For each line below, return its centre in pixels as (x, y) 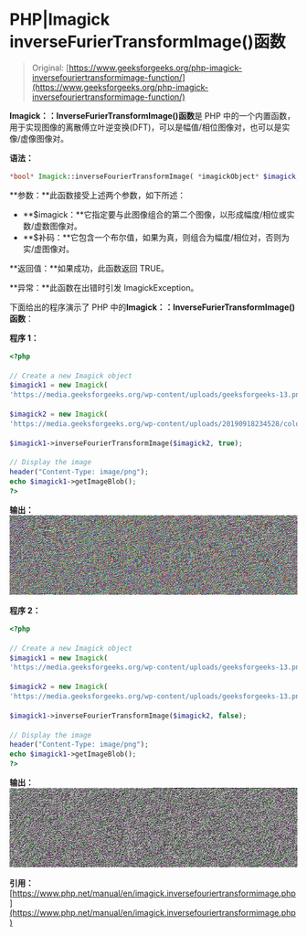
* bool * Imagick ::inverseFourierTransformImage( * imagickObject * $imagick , (155, 176)
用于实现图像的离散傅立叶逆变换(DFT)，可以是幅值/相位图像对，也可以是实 (150, 127)
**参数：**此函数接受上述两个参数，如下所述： (98, 195)
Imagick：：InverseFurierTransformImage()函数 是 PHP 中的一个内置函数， (152, 115)
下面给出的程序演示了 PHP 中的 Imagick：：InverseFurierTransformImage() (152, 307)
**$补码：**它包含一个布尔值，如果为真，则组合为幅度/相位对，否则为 (156, 237)
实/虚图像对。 (48, 249)
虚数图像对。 (58, 226)
